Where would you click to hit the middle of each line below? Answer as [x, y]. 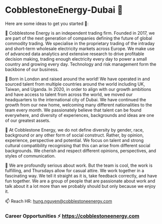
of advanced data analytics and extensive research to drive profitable [75, 54]
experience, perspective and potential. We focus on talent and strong [74, 140]
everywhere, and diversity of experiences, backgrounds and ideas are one [80, 115]
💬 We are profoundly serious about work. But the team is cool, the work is [79, 165]
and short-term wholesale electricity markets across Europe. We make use [80, 48]
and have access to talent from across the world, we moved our [69, 94]
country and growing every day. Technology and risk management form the [81, 64]
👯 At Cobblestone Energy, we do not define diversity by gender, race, [74, 130]
